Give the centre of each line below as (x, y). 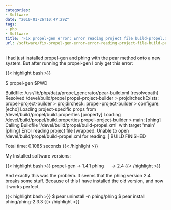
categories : (18, 10)
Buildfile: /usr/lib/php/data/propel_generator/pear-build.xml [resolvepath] (82, 93)
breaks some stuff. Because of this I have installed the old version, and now (84, 181)
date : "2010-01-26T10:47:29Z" (37, 19)
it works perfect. (22, 186)
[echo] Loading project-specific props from (51, 109)
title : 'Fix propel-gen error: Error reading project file (69, 39)
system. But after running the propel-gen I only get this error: (69, 63)
